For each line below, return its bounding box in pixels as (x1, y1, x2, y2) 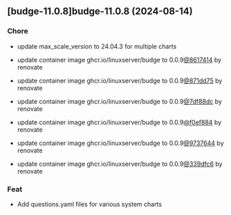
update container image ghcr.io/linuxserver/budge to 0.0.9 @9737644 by (17, 139, 224, 147)
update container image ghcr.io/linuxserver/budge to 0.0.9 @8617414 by (17, 55, 222, 64)
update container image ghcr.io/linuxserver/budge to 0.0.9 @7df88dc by (17, 97, 223, 105)
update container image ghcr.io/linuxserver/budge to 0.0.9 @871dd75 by (17, 76, 223, 85)
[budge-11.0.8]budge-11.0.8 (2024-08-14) (7, 6, 193, 17)
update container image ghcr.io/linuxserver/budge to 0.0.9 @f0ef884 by (17, 118, 222, 126)
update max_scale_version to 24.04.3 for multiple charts (17, 42, 177, 51)
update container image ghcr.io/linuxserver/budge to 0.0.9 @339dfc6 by (17, 160, 223, 168)
